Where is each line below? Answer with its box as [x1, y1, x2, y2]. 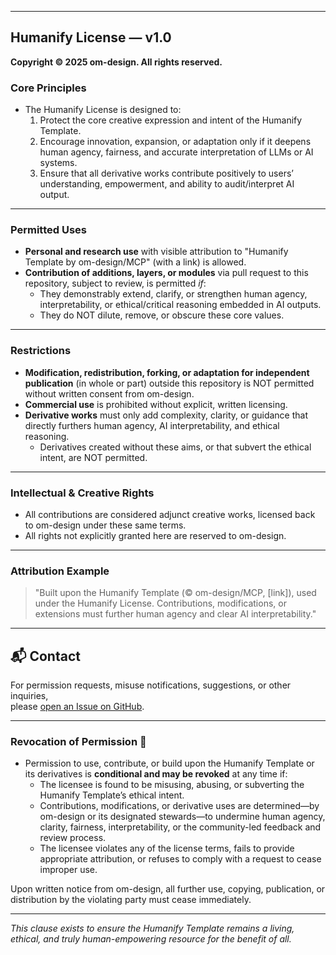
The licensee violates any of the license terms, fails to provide [39, 842, 295, 855]
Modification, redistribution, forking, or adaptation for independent [24, 366, 310, 378]
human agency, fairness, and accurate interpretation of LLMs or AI [39, 146, 314, 158]
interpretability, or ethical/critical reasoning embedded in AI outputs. [39, 299, 322, 311]
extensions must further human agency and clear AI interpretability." [34, 608, 317, 620]
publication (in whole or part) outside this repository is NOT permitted [24, 377, 315, 389]
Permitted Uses [10, 223, 87, 237]
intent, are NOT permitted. [39, 451, 148, 463]
